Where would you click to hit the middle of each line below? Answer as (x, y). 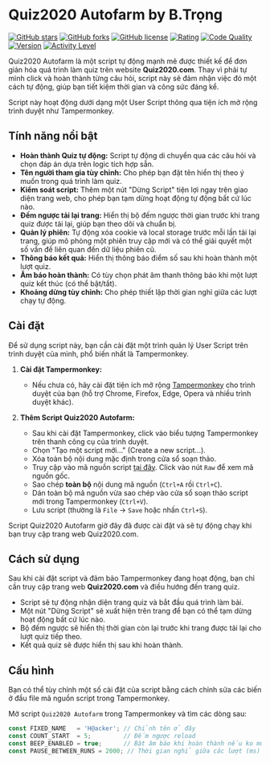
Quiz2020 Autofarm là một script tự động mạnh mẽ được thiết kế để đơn (128, 61)
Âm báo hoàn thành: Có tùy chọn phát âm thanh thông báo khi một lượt (139, 275)
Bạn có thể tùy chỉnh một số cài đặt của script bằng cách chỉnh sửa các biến (135, 690)
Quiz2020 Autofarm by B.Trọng (116, 15)
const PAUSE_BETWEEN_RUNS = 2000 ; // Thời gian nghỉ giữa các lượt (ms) (135, 751)
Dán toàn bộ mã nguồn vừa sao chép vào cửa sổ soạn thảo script (140, 492)
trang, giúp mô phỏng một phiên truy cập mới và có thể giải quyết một (136, 241)
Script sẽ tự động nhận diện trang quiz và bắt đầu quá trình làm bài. (131, 602)
